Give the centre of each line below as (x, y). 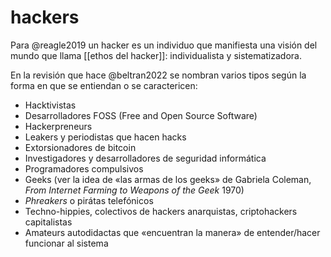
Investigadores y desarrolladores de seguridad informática (145, 158)
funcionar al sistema (66, 243)
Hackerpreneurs (58, 126)
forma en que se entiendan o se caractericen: (104, 85)
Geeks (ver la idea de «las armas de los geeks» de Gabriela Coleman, (168, 179)
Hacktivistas (50, 105)
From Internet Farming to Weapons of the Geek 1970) (134, 190)
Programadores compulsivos (84, 168)
